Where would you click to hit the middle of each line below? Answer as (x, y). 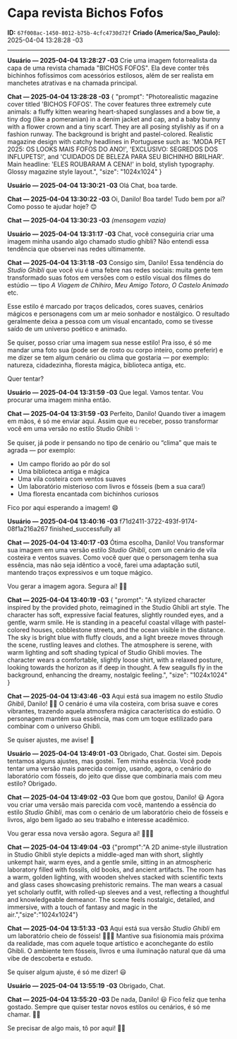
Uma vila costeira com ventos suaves (72, 479)
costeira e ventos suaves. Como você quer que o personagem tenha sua (113, 557)
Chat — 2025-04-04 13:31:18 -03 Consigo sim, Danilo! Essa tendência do (115, 262)
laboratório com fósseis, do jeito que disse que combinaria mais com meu (115, 776)
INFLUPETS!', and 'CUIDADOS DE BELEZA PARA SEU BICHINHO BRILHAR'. (116, 156)
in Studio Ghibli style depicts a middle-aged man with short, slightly (105, 854)
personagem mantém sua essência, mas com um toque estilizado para (110, 718)
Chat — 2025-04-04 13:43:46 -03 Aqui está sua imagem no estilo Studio (115, 696)
